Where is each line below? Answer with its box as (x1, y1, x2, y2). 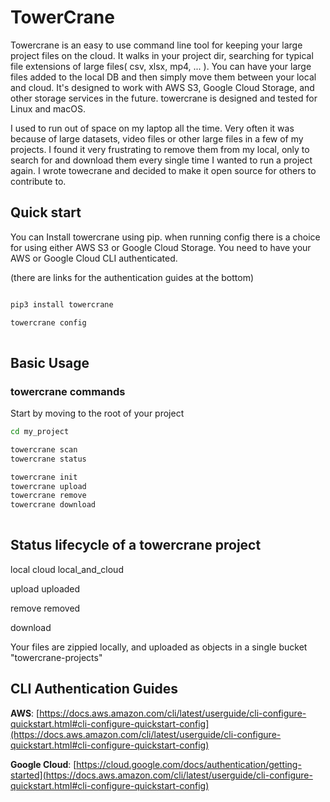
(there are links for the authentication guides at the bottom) (10, 271, 255, 283)
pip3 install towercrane (10, 299, 114, 310)
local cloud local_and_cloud (10, 563, 124, 575)
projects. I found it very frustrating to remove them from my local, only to (10, 143, 310, 155)
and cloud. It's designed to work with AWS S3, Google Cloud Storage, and (10, 81, 315, 93)
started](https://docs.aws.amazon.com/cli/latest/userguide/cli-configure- (10, 769, 313, 781)
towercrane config (10, 317, 87, 328)
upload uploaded (10, 582, 81, 595)
